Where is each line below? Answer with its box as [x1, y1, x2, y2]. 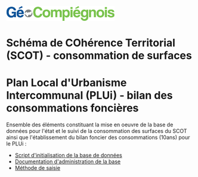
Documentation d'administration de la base [14, 158, 121, 165]
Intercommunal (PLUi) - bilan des [6, 89, 173, 103]
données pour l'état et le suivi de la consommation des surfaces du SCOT [6, 128, 187, 135]
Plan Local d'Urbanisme [6, 76, 127, 89]
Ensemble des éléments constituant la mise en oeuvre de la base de [6, 121, 174, 128]
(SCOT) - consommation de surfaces [6, 49, 192, 63]
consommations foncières [6, 101, 139, 115]
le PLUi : [6, 140, 27, 147]
